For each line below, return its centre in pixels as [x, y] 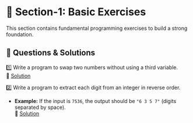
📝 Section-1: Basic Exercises [76, 12]
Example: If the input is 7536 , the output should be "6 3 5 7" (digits [95, 101]
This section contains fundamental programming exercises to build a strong [97, 28]
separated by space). [40, 107]
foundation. [20, 34]
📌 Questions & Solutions [51, 53]
